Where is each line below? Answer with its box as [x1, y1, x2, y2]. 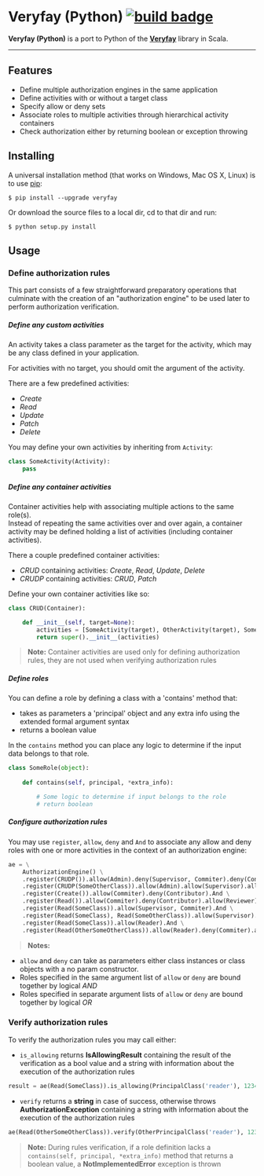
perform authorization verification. [8, 302, 119, 312]
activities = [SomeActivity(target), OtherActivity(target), [36, 625, 241, 634]
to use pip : [8, 178, 43, 188]
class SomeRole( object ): [8, 764, 90, 772]
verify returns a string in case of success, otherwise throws [19, 1096, 216, 1105]
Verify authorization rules [8, 1017, 108, 1028]
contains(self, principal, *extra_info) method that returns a [27, 1151, 234, 1160]
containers [19, 118, 55, 127]
